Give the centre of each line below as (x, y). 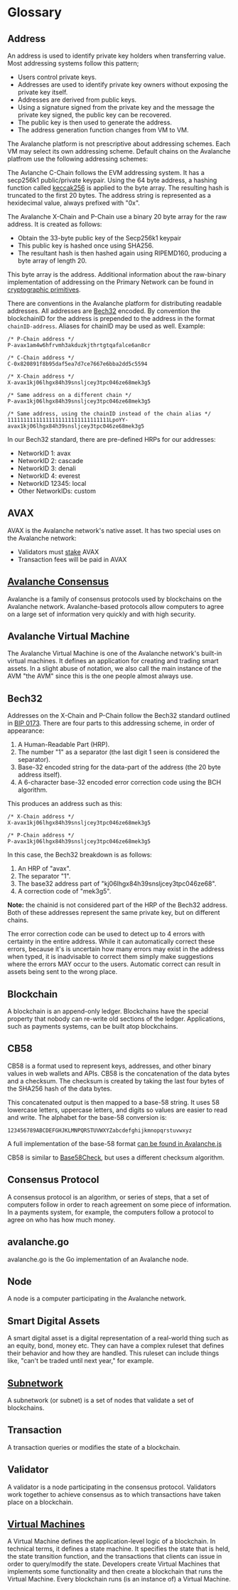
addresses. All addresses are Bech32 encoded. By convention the (104, 311)
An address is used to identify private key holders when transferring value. (117, 55)
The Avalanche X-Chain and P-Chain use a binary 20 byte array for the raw (117, 217)
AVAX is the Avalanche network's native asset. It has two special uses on (114, 530)
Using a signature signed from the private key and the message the (116, 107)
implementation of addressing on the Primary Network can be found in (110, 282)
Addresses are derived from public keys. (77, 100)
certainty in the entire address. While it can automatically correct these (111, 942)
